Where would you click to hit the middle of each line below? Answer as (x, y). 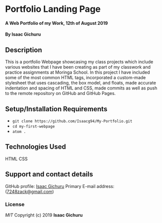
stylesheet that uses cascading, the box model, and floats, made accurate (81, 83)
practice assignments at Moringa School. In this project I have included (78, 72)
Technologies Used (35, 147)
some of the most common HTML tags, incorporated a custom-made (76, 78)
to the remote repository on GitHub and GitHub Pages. (60, 93)
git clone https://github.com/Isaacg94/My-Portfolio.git (72, 121)
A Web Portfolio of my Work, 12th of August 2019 (56, 23)
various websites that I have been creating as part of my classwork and (78, 67)
